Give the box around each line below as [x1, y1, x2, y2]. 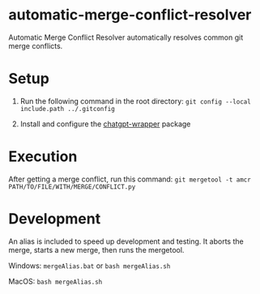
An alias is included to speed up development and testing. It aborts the [8, 236, 245, 246]
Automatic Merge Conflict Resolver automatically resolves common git [8, 32, 244, 42]
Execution [8, 147, 78, 166]
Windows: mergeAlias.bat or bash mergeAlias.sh [8, 261, 171, 271]
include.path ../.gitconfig [19, 104, 115, 113]
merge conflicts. [8, 40, 63, 50]
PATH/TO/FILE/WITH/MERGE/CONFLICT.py [8, 182, 136, 191]
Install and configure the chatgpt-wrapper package [19, 119, 191, 129]
